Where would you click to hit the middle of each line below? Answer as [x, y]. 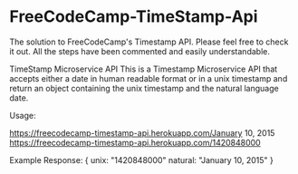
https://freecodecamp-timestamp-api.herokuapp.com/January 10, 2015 [142, 132]
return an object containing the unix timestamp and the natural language [144, 88]
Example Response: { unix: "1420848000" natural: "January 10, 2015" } [141, 159]
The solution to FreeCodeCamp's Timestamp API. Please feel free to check [149, 42]
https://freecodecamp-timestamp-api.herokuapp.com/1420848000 [135, 142]
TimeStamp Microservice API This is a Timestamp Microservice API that [144, 69]
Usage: [23, 115]
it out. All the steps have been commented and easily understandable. [139, 51]
